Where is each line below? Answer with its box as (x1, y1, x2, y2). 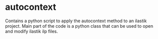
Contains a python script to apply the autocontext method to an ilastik (5, 18, 147, 24)
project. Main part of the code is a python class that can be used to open (5, 23, 154, 29)
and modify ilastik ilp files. (5, 28, 58, 34)
